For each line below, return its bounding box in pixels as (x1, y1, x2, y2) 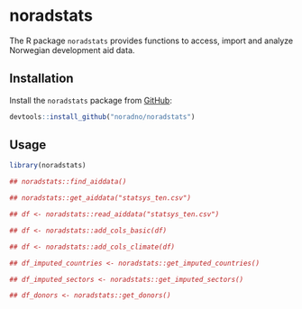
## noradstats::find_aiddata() (9, 177, 127, 186)
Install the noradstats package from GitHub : (9, 95, 173, 105)
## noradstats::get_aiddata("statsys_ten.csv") (9, 194, 192, 203)
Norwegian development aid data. (9, 44, 135, 55)
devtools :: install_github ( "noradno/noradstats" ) (9, 112, 196, 122)
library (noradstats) (9, 161, 87, 170)
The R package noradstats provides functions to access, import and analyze (9, 35, 294, 46)
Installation (9, 71, 74, 86)
